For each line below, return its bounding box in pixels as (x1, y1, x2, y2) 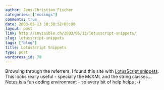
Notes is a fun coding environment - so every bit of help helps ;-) (5, 79, 140, 85)
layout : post (5, 26, 33, 31)
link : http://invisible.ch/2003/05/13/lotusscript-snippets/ (5, 31, 137, 36)
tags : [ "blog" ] (5, 40, 37, 46)
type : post (5, 50, 28, 55)
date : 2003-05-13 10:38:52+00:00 (5, 21, 76, 27)
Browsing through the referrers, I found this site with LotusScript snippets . (5, 68, 159, 74)
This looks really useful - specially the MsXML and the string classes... (5, 74, 152, 80)
